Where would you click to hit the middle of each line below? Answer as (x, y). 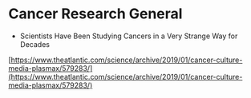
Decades (35, 44)
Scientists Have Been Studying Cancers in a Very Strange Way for (129, 36)
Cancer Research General (95, 14)
